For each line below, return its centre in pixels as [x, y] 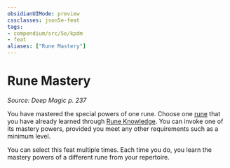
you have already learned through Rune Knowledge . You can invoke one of [115, 121]
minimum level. [29, 136]
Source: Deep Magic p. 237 [47, 100]
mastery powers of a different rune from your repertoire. [89, 157]
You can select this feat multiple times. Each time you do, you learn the [110, 149]
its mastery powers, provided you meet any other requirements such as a [113, 128]
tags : [15, 27]
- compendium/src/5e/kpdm [45, 33]
